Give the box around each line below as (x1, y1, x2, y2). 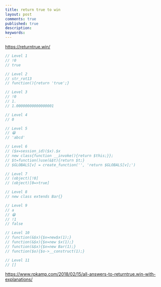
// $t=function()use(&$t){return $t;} (5, 158, 85, 163)
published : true (5, 21, 39, 26)
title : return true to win (5, 7, 61, 12)
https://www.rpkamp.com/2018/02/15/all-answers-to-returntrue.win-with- (5, 271, 156, 277)
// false (5, 221, 23, 227)
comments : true (5, 16, 37, 21)
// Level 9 (5, 203, 28, 208)
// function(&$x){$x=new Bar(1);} (5, 244, 77, 249)
